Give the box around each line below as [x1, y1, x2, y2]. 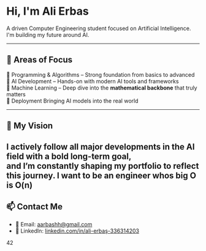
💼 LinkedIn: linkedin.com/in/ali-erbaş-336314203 [15, 227, 140, 234]
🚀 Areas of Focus [6, 55, 73, 65]
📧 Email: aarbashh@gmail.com [15, 221, 93, 228]
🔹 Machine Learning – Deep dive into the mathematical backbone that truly [6, 84, 197, 91]
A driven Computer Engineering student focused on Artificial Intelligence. [6, 25, 191, 32]
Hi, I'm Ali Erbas [6, 4, 89, 18]
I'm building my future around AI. [6, 31, 90, 38]
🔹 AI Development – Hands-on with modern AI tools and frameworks [6, 77, 179, 85]
